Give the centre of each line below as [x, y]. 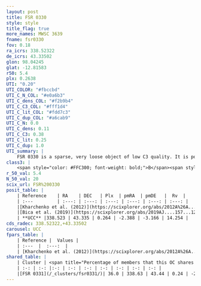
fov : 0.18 [19, 46]
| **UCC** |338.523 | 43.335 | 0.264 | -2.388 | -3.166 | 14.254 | [103, 218]
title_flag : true [28, 28]
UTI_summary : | [25, 151]
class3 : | [19, 162]
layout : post [22, 12]
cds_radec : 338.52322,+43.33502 [46, 224]
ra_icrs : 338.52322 [31, 51]
